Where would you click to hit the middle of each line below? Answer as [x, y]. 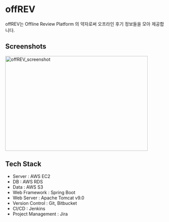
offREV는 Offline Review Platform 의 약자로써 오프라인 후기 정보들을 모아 [78, 24]
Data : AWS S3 [28, 187]
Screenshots [26, 47]
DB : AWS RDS [28, 182]
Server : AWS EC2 [31, 176]
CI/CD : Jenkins [29, 208]
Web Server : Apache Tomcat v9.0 [48, 198]
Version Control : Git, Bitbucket [45, 203]
